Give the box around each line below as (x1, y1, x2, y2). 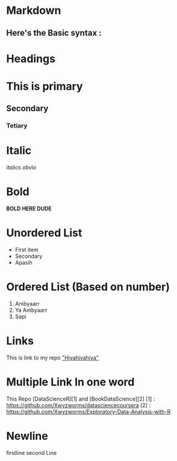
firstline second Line (6, 449, 57, 456)
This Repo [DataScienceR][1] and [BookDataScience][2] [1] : (6, 395, 155, 402)
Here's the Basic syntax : (6, 28, 102, 38)
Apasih (14, 259, 33, 266)
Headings (6, 52, 56, 65)
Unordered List (6, 226, 82, 240)
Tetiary (6, 121, 28, 130)
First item (14, 246, 39, 254)
